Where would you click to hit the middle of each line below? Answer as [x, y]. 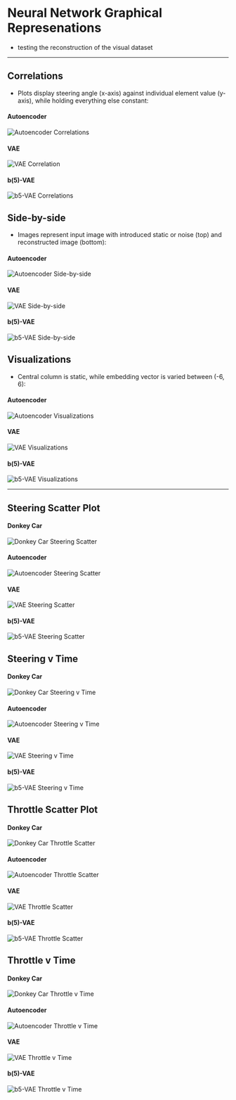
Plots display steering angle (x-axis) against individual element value [117, 93]
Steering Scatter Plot [54, 508]
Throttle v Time [41, 960]
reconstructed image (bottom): [62, 242]
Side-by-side [37, 218]
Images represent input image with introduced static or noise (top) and [120, 235]
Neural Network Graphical [85, 13]
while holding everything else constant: [92, 101]
